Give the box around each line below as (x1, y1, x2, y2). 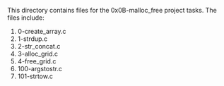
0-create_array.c (17, 27, 66, 35)
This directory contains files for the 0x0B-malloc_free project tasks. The (7, 6, 217, 14)
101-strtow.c (17, 72, 53, 80)
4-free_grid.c (17, 57, 57, 66)
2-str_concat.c (17, 42, 61, 50)
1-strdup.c (17, 35, 48, 43)
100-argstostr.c (17, 65, 62, 73)
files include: (7, 13, 45, 22)
